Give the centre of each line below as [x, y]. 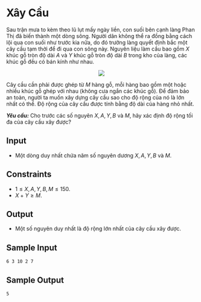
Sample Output [35, 280]
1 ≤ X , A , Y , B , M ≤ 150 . [43, 189]
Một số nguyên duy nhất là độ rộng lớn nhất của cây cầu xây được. [98, 228]
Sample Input [32, 247]
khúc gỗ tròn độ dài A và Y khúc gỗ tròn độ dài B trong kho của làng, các [97, 55]
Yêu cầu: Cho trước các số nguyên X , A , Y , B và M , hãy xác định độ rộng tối [100, 115]
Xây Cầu [28, 13]
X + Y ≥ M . [28, 195]
